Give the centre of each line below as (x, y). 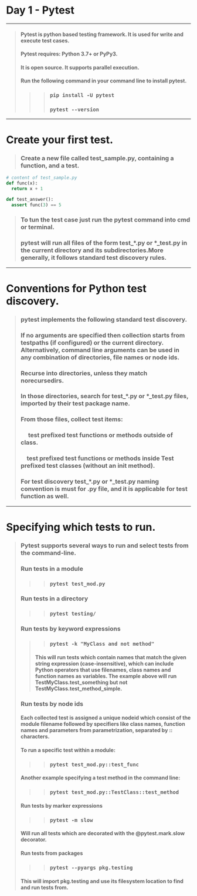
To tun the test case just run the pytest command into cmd (105, 220)
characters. (35, 736)
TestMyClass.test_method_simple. (79, 688)
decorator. (33, 839)
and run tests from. (44, 887)
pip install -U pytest (82, 95)
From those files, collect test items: (72, 419)
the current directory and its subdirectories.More (92, 250)
